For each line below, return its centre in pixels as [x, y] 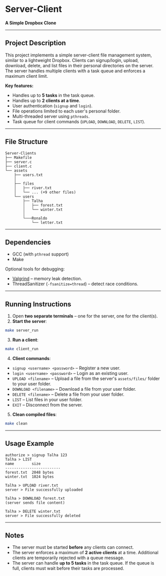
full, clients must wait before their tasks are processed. [68, 569]
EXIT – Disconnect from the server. [47, 405]
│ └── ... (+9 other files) [45, 192]
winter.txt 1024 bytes [30, 476]
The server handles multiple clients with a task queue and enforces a [75, 71]
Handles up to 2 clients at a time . [46, 101]
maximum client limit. [27, 76]
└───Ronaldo [35, 218]
